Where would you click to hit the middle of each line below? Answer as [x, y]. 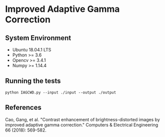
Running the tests [33, 81]
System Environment [38, 38]
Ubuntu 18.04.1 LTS [32, 50]
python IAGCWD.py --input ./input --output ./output [61, 92]
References [23, 108]
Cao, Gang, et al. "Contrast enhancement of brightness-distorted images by [82, 119]
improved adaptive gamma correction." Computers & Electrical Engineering [82, 125]
